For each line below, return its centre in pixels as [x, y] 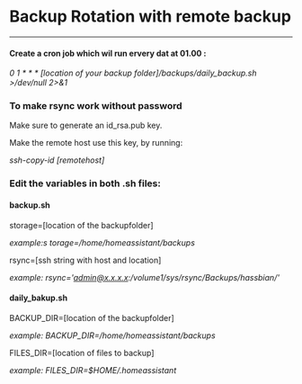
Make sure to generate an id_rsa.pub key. [86, 125]
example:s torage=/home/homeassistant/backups [102, 242]
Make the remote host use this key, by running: [96, 143]
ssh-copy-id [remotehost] [57, 160]
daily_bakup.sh [39, 298]
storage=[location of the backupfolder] [82, 225]
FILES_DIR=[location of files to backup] [82, 353]
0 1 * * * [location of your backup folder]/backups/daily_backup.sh [133, 73]
